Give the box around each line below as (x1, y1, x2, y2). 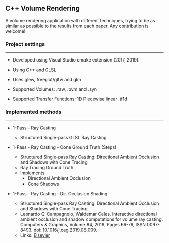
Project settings (5, 40, 45, 47)
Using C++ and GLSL (12, 67, 57, 73)
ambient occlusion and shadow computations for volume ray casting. (20, 216, 163, 222)
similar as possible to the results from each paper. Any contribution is (5, 23, 149, 29)
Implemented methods (5, 108, 62, 115)
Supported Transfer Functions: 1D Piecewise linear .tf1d (12, 96, 127, 102)
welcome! (5, 28, 26, 34)
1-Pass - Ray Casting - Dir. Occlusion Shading (12, 191, 108, 197)
